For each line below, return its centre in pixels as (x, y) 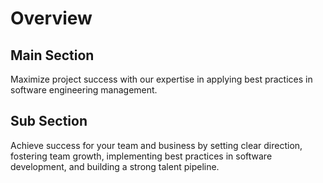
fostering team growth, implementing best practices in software (141, 156)
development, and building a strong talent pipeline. (115, 166)
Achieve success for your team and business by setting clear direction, (156, 145)
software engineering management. (84, 90)
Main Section (52, 55)
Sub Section (49, 121)
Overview (51, 18)
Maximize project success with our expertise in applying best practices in (161, 79)
